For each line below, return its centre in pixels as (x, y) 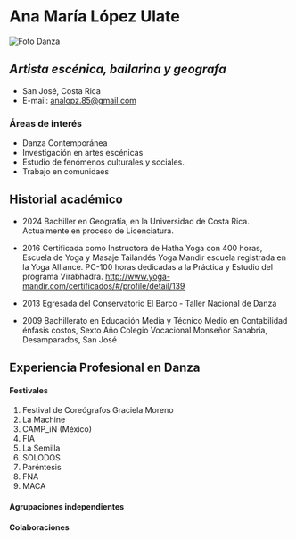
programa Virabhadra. (63, 276)
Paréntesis (41, 468)
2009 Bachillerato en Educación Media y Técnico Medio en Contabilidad (155, 320)
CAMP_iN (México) (57, 429)
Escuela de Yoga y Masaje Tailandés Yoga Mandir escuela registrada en (154, 257)
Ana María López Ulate (95, 17)
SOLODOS (41, 458)
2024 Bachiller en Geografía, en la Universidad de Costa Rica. (136, 221)
